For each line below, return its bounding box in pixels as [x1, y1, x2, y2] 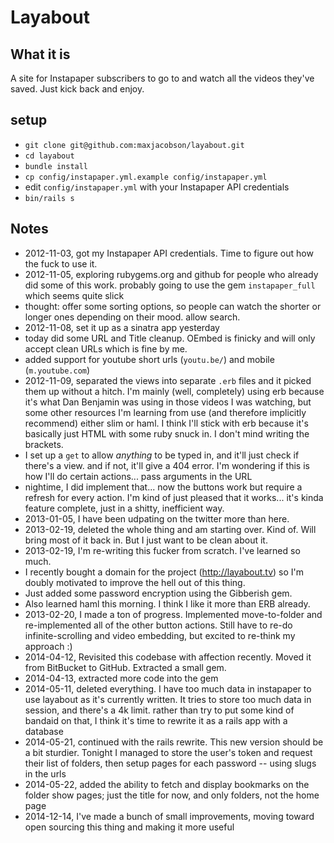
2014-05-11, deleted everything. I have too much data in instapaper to [24, 682, 312, 695]
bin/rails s [24, 193, 75, 203]
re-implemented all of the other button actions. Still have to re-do [24, 619, 293, 631]
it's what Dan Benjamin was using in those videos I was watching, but [24, 396, 312, 408]
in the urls [24, 767, 67, 780]
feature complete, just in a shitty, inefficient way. [24, 502, 225, 514]
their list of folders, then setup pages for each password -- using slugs [24, 757, 317, 769]
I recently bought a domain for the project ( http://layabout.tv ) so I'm [24, 566, 305, 578]
